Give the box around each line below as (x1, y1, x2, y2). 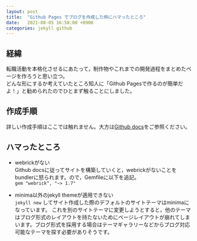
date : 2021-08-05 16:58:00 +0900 (6, 19, 94, 25)
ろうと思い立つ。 (26, 73, 68, 80)
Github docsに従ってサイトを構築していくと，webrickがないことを (14, 166, 177, 173)
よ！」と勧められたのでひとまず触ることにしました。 (6, 87, 136, 95)
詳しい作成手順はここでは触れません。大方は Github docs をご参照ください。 (6, 123, 191, 130)
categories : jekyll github (6, 25, 73, 31)
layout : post (6, 8, 38, 15)
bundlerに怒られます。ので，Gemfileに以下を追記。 (14, 174, 140, 181)
